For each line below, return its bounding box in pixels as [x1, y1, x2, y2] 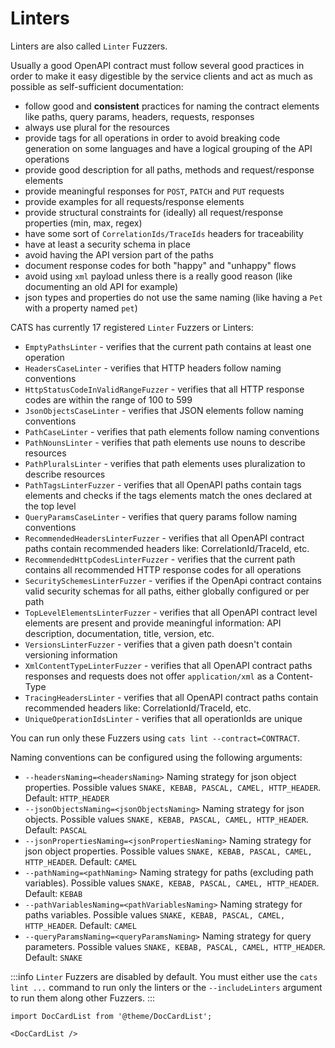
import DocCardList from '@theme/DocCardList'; [10, 1011, 213, 1021]
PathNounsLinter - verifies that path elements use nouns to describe [24, 436, 306, 448]
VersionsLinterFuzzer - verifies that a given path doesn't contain [24, 638, 293, 650]
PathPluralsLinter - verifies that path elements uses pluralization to [24, 457, 306, 469]
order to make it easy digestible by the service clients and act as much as [10, 70, 313, 82]
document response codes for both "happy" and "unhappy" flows [24, 259, 297, 271]
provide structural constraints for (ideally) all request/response [24, 206, 284, 218]
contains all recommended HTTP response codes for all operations [24, 563, 302, 576]
